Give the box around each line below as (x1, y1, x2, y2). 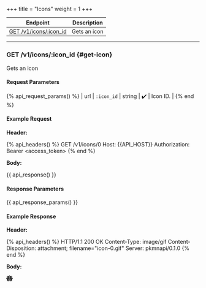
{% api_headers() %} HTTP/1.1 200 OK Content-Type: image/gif (6, 238, 167, 246)
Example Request (6, 115, 52, 123)
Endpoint (26, 18, 50, 26)
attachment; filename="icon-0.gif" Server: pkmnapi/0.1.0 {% (37, 244, 190, 252)
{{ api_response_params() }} (6, 199, 78, 206)
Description (72, 18, 103, 26)
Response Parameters (6, 185, 64, 192)
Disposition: (6, 244, 37, 252)
